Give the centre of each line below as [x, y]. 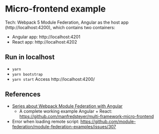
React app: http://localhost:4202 [45, 42]
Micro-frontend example [56, 9]
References [23, 95]
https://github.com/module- [108, 121]
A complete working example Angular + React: [66, 111]
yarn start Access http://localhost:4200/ [54, 79]
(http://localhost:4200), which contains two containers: [60, 27]
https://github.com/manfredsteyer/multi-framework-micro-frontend [87, 116]
